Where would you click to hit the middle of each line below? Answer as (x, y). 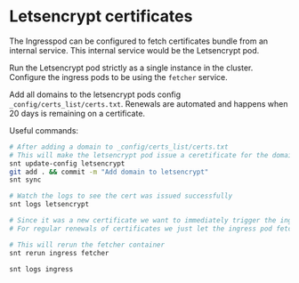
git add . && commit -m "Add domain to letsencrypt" (109, 172)
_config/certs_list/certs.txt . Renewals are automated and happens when (149, 103)
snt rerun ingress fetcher (59, 253)
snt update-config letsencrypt (67, 163)
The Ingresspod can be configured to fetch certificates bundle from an (139, 41)
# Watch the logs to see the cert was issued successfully (121, 196)
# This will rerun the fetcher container (87, 245)
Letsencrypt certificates (101, 16)
